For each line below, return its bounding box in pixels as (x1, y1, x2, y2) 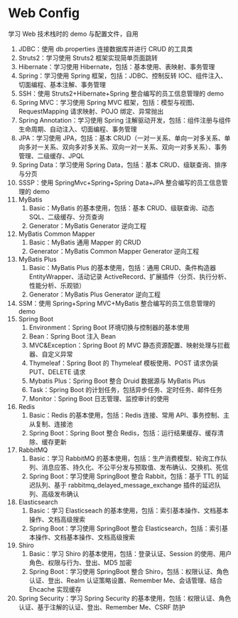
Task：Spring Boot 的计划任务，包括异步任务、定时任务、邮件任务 (28, 385, 223, 393)
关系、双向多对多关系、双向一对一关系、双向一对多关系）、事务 (43, 143, 227, 151)
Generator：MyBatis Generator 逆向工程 (28, 221, 147, 230)
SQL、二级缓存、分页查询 (28, 212, 104, 221)
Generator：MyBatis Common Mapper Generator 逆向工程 (28, 247, 200, 255)
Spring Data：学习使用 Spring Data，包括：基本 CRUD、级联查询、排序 (18, 160, 227, 169)
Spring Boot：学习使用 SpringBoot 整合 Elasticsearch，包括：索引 (28, 524, 222, 532)
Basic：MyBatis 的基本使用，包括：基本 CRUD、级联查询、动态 (28, 203, 215, 212)
